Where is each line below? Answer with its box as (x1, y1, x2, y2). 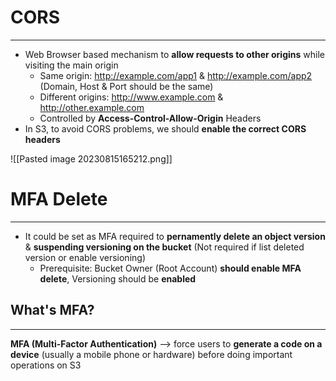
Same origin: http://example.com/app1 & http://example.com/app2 (39, 69, 313, 81)
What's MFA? (10, 302, 95, 319)
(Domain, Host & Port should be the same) (39, 80, 214, 92)
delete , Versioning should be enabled (39, 272, 197, 285)
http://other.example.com (39, 101, 145, 113)
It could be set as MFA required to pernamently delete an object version (24, 230, 326, 242)
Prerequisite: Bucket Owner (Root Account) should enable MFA (39, 262, 302, 274)
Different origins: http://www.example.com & (39, 91, 224, 103)
